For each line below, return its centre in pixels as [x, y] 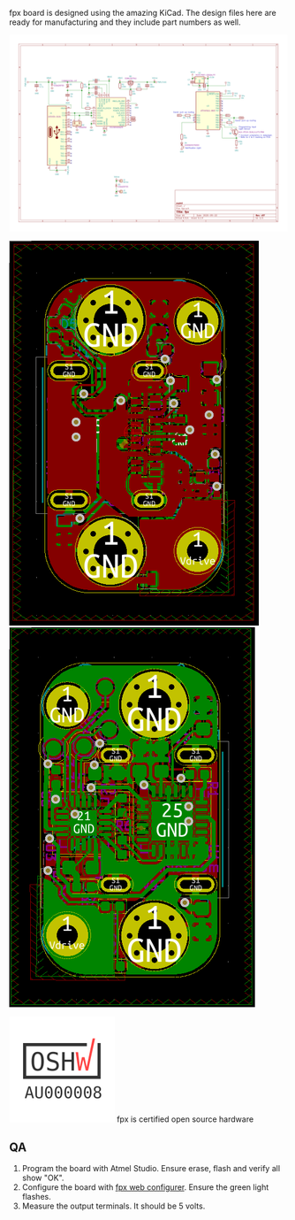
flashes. [36, 1197]
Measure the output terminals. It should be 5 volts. [113, 1206]
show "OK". [43, 1178]
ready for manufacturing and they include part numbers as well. [125, 22]
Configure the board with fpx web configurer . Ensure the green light [145, 1187]
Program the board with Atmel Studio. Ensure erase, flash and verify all [151, 1169]
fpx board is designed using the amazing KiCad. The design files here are [143, 13]
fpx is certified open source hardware [185, 1119]
